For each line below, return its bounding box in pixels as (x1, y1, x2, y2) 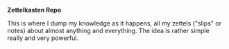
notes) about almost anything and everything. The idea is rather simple (7, 27, 210, 35)
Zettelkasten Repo (7, 6, 61, 14)
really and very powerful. (7, 34, 79, 42)
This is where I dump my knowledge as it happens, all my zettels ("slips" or (7, 19, 222, 27)
